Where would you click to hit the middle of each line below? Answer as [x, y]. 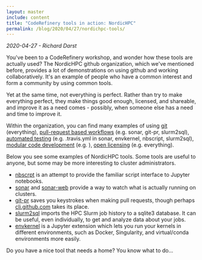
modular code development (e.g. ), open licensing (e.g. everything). [90, 145]
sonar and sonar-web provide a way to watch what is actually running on [105, 188]
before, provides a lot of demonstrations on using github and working [93, 71]
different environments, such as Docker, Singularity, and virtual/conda [102, 232]
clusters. [26, 194]
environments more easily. [48, 239]
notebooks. [29, 181]
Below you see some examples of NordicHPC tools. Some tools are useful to [101, 157]
